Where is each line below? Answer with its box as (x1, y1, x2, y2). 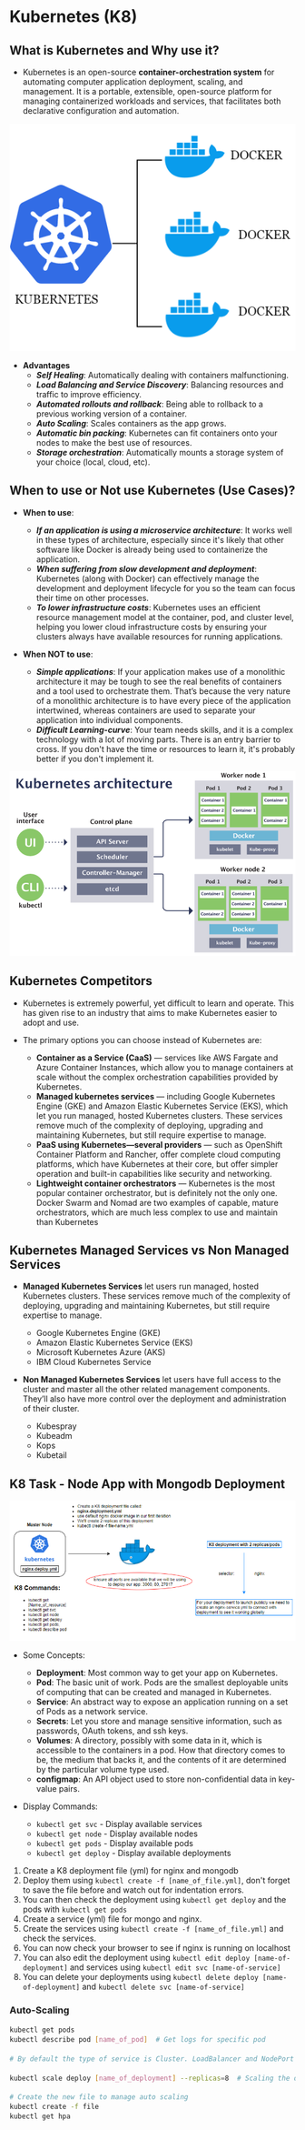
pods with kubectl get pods (22, 1904, 127, 1914)
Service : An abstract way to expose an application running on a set (35, 1696, 289, 1707)
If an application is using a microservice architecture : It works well (35, 525, 292, 536)
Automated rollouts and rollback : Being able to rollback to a (35, 398, 263, 409)
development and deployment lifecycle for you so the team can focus (35, 582, 296, 593)
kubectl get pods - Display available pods (35, 1837, 193, 1848)
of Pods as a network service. (35, 1705, 148, 1716)
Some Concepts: (22, 1649, 86, 1661)
